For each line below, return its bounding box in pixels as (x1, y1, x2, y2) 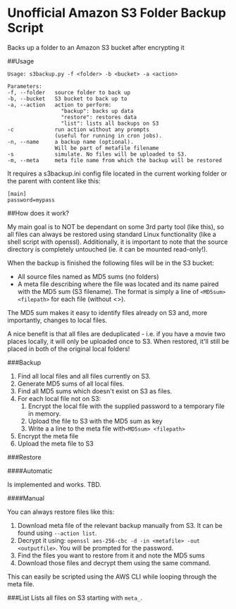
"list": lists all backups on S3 (61, 120, 159, 127)
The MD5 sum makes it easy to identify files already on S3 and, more (7, 308, 208, 316)
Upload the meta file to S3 (17, 439, 94, 448)
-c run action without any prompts (7, 125, 150, 133)
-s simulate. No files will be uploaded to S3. (7, 150, 188, 158)
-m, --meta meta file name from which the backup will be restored (7, 156, 222, 164)
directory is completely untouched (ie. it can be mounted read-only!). (7, 245, 208, 253)
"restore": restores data (61, 113, 137, 121)
